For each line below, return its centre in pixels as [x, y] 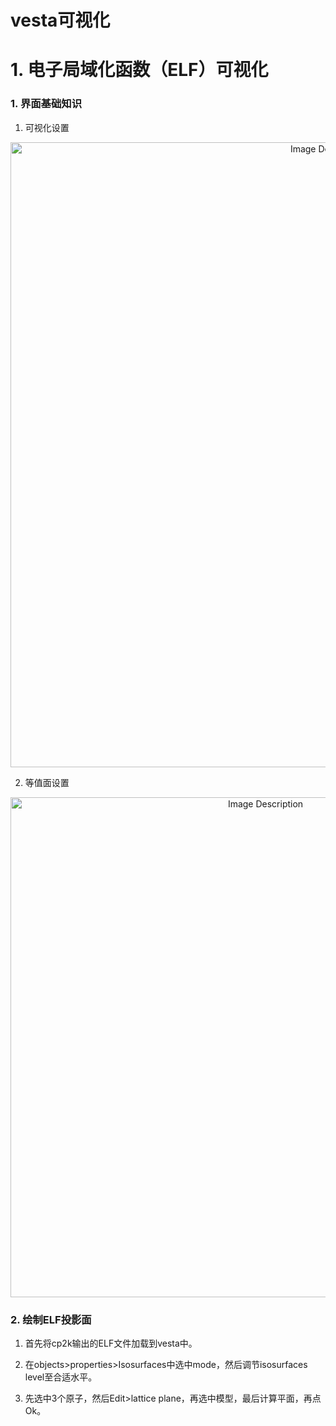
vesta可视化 [60, 20]
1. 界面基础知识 [46, 104]
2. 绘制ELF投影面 [51, 1319]
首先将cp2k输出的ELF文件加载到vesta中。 [111, 1343]
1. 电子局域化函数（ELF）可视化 [139, 70]
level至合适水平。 [61, 1377]
